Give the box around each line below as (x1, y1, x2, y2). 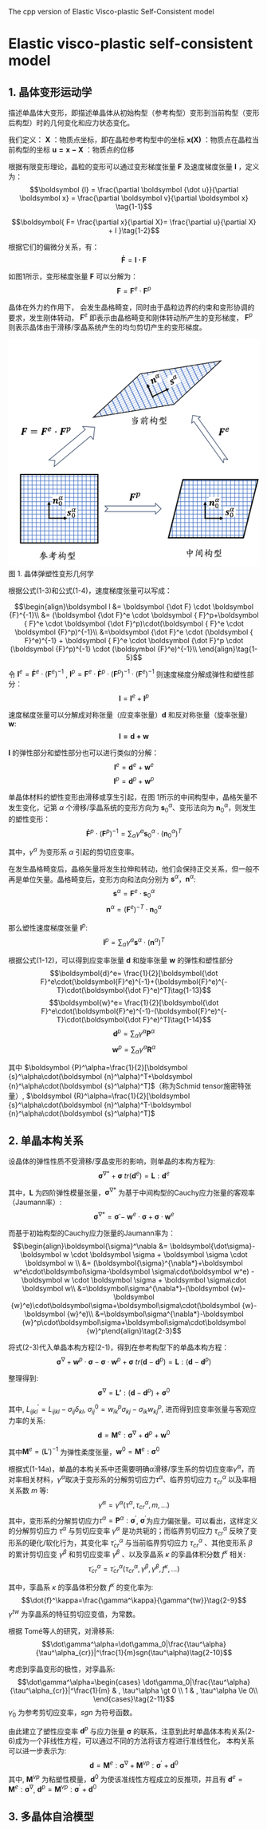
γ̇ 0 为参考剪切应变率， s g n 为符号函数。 (8, 1707, 137, 1719)
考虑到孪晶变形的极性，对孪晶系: (8, 1664, 116, 1674)
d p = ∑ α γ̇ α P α (112, 1027, 155, 1040)
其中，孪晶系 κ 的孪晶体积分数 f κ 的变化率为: (8, 1581, 154, 1592)
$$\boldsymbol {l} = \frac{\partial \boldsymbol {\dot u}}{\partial (29, 185, 239, 194)
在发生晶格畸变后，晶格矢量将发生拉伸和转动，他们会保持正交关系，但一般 (8, 864, 253, 873)
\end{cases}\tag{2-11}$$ (92, 1694, 175, 1703)
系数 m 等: (14, 1486, 49, 1496)
